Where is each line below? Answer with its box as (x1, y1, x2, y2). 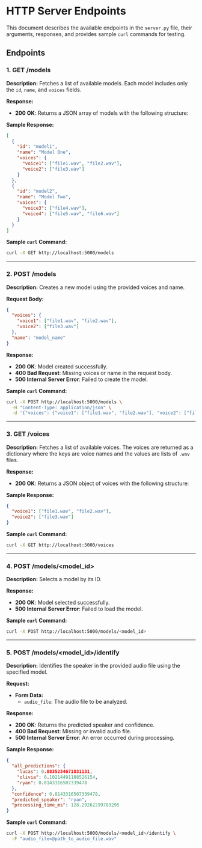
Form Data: (14, 692, 44, 699)
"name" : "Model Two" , (17, 194, 71, 200)
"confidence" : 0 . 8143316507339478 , (11, 791, 101, 797)
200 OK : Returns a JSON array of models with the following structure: (14, 109, 189, 117)
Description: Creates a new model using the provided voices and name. (6, 284, 185, 291)
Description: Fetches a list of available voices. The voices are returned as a (6, 444, 194, 451)
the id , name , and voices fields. (6, 86, 82, 93)
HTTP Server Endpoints (6, 4, 126, 18)
